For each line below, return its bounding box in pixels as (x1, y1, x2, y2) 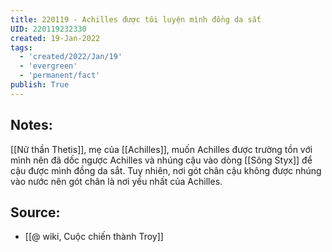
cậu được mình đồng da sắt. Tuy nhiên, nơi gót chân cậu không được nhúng (10, 164, 322, 176)
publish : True (10, 80, 70, 90)
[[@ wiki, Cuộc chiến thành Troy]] (24, 231, 164, 243)
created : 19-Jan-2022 (10, 33, 101, 43)
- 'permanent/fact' (19, 71, 101, 81)
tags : (10, 42, 33, 53)
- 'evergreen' (19, 61, 78, 71)
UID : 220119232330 (10, 24, 87, 34)
